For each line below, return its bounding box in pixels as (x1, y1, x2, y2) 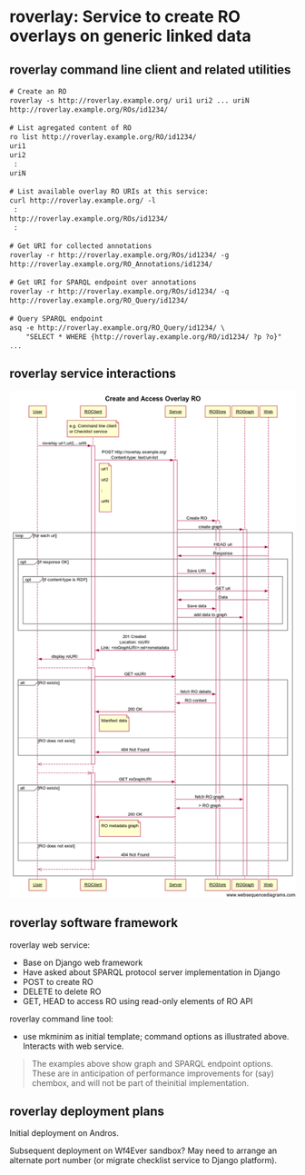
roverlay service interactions (9, 366, 177, 382)
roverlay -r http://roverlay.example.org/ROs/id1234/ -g (9, 251, 230, 260)
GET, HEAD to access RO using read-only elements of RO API (22, 995, 253, 1006)
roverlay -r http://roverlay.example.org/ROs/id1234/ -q (9, 287, 230, 296)
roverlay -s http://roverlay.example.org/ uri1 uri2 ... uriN (9, 96, 250, 105)
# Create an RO (9, 87, 67, 96)
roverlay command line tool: (9, 1013, 113, 1024)
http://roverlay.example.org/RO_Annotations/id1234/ (9, 260, 213, 269)
